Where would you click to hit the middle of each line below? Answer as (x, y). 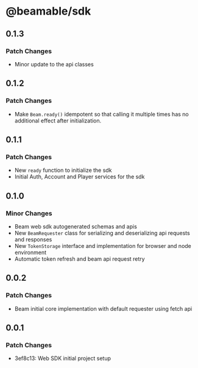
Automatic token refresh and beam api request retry (80, 259)
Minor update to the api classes (54, 64)
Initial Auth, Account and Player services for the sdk (80, 177)
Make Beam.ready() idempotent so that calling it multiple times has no (102, 114)
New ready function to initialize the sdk (63, 170)
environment (30, 252)
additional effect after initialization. (58, 121)
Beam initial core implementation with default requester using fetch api (103, 308)
